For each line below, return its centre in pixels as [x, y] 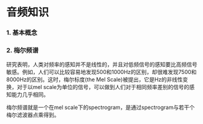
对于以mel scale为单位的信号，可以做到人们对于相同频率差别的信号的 [103, 87]
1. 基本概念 [22, 33]
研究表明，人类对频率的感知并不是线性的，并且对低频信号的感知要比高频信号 [102, 64]
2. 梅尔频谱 [22, 51]
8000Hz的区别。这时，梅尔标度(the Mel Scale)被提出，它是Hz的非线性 [95, 79]
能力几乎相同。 [30, 95]
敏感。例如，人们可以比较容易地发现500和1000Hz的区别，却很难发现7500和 [101, 72]
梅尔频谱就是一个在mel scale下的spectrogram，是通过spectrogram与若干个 [101, 107]
